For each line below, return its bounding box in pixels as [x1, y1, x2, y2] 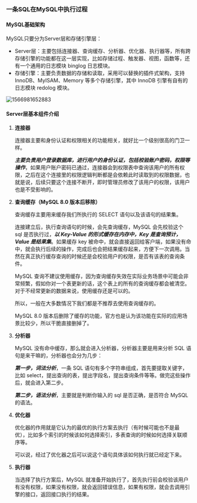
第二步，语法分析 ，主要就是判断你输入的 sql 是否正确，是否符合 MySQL [14, 392, 189, 399]
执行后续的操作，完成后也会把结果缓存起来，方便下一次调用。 [35, 246, 185, 253]
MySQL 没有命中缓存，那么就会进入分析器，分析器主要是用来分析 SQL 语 [14, 345, 192, 352]
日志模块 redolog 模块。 [14, 84, 73, 92]
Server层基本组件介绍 [6, 110, 59, 117]
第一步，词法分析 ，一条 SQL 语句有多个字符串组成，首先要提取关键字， [14, 364, 188, 371]
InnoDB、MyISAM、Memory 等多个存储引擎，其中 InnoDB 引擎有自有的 [14, 77, 188, 84]
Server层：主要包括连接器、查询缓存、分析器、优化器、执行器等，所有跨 [14, 48, 191, 55]
